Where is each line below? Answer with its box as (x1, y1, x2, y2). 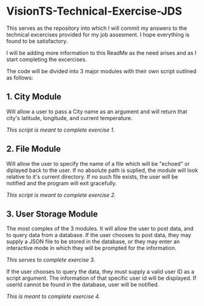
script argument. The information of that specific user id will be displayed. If (6, 274, 197, 282)
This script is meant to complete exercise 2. (6, 191, 116, 199)
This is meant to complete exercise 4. (6, 293, 100, 300)
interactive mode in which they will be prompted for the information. (6, 244, 177, 252)
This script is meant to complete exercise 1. (6, 126, 115, 133)
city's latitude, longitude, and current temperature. (6, 114, 133, 121)
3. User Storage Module (6, 208, 98, 219)
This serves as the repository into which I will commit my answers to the (6, 24, 188, 32)
